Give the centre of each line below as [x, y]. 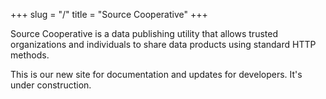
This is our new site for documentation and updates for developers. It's [156, 74]
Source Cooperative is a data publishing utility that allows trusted [144, 33]
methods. [30, 55]
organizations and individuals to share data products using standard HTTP [163, 44]
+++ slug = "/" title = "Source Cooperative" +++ [109, 14]
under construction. [51, 85]
